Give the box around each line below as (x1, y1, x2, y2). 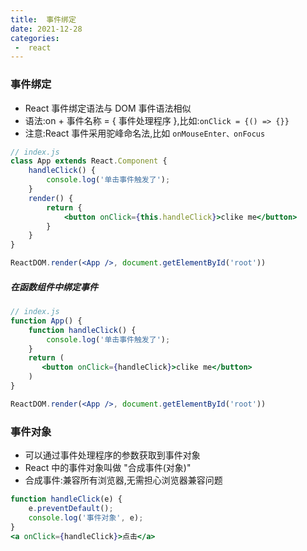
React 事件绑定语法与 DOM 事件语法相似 (24, 102, 192, 114)
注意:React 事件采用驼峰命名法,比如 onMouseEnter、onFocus (24, 127, 266, 139)
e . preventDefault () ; (28, 503, 114, 513)
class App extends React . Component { (10, 156, 168, 166)
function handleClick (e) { (10, 494, 123, 505)
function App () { (10, 316, 83, 326)
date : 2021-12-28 (10, 24, 83, 34)
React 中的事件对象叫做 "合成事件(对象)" (24, 462, 192, 474)
